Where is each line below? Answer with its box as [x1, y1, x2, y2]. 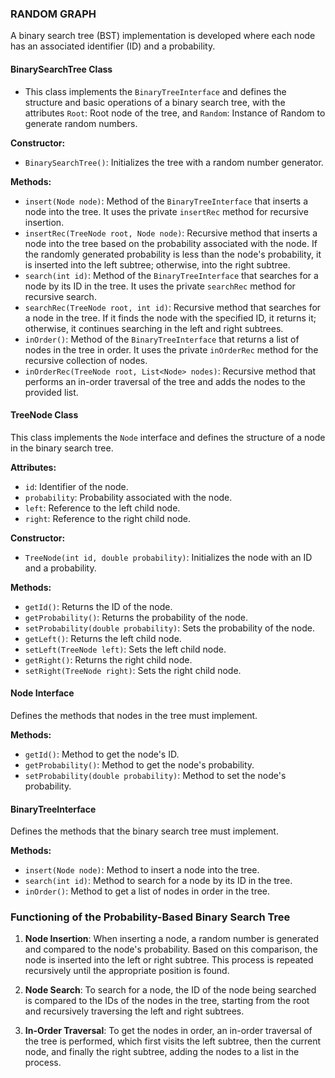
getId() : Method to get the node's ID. [24, 748, 180, 760]
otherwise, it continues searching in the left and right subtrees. [24, 322, 284, 334]
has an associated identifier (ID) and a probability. [10, 40, 216, 52]
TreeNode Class [10, 409, 79, 421]
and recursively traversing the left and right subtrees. [24, 1005, 245, 1017]
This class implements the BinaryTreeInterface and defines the [24, 85, 287, 97]
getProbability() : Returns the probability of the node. [24, 611, 249, 623]
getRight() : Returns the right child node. [24, 653, 193, 666]
